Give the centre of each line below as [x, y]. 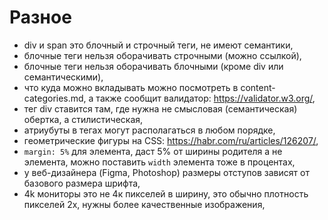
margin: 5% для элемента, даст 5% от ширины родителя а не [153, 151]
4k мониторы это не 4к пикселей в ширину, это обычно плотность [166, 193]
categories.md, [55, 98]
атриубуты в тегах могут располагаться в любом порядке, [149, 130]
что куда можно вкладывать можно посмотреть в [131, 87]
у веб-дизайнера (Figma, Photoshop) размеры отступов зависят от [166, 172]
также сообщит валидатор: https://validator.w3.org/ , [205, 98]
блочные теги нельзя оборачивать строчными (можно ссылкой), [162, 55]
